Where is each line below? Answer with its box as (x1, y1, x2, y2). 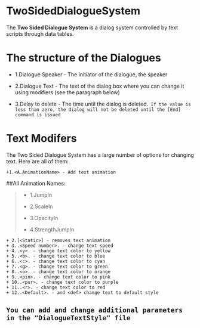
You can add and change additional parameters (6, 306, 183, 314)
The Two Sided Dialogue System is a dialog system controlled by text (6, 24, 179, 31)
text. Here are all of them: (6, 157, 69, 165)
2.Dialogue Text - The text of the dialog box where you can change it (14, 82, 184, 89)
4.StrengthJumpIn (29, 225, 75, 233)
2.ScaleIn (29, 203, 53, 210)
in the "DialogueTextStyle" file (6, 314, 131, 323)
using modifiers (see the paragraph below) (14, 88, 121, 96)
